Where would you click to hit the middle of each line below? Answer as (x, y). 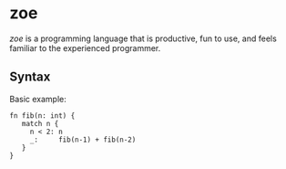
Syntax (30, 77)
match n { (40, 123)
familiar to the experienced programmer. (85, 48)
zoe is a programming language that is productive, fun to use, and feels (143, 38)
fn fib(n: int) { (42, 116)
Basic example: (38, 99)
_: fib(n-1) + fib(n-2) (83, 140)
